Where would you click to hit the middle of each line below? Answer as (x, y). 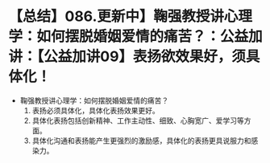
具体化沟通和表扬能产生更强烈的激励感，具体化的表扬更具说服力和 (141, 141)
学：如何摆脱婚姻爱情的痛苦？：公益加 (136, 37)
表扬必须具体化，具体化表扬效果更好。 (96, 110)
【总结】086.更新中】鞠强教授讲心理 (130, 16)
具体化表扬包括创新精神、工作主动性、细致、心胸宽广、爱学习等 (138, 120)
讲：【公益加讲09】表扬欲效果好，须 (127, 57)
